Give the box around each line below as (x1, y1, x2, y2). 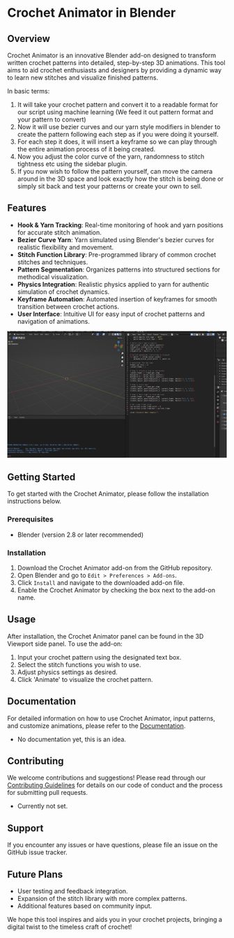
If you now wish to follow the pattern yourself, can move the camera (17, 167, 213, 175)
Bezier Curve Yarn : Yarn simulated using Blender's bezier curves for (17, 235, 214, 244)
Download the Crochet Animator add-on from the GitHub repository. (17, 563, 213, 572)
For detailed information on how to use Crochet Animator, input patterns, (7, 714, 216, 722)
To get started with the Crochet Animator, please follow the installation (7, 490, 209, 498)
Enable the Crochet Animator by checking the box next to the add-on (17, 586, 216, 594)
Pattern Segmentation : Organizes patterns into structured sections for (17, 265, 221, 274)
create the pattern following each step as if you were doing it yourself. (17, 131, 219, 138)
